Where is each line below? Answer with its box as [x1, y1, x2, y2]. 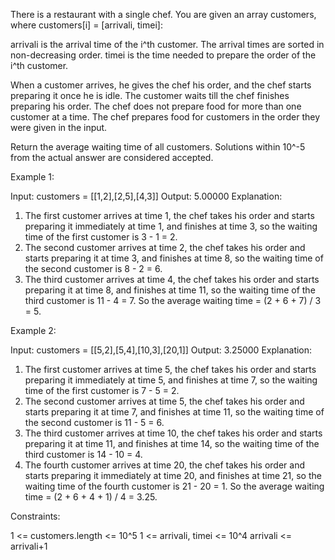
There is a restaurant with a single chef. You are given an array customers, [10, 9, 317, 20]
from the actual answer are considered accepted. [10, 152, 214, 163]
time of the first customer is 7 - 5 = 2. [24, 385, 180, 396]
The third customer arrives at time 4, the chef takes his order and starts [24, 274, 320, 285]
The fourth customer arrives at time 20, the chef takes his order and [24, 459, 305, 471]
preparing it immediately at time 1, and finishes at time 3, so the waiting [24, 220, 318, 232]
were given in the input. [10, 122, 108, 133]
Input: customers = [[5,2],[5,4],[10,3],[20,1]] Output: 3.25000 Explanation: [10, 344, 313, 356]
